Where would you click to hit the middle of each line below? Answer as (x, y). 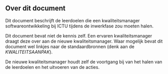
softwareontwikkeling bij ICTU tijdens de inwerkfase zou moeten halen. (79, 26)
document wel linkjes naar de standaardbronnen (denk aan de (70, 46)
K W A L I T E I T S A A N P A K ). (29, 52)
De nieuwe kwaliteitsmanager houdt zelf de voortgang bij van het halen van (84, 62)
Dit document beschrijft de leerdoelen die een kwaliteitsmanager (73, 20)
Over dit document (35, 8)
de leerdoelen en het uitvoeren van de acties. (52, 67)
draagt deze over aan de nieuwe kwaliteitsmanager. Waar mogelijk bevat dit (84, 41)
